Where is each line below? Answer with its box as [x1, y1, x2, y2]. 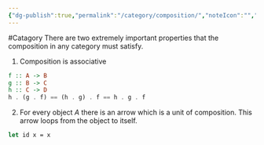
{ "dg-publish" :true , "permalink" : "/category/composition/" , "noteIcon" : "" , [8, 11, 255, 20]
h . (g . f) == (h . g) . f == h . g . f [8, 93, 146, 102]
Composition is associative [19, 56, 107, 66]
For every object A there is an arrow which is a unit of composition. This [19, 107, 253, 118]
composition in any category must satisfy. [8, 41, 144, 51]
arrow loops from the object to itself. [19, 116, 137, 125]
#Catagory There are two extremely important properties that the [8, 33, 219, 42]
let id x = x [8, 131, 51, 140]
